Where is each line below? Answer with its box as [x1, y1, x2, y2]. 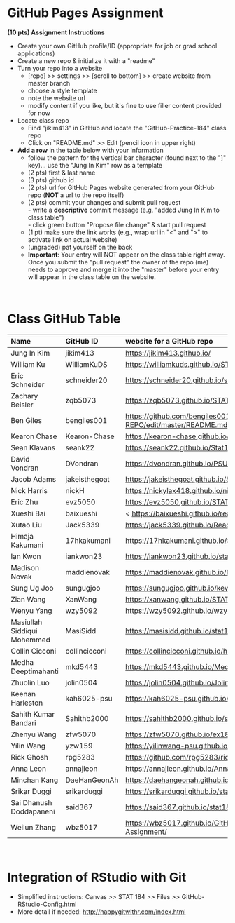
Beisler [10, 400, 34, 410]
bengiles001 [65, 415, 108, 425]
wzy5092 [65, 605, 98, 615]
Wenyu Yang [10, 605, 52, 615]
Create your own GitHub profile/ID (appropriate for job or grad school [17, 41, 218, 50]
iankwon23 [65, 551, 103, 561]
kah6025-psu [65, 693, 113, 703]
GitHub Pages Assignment [7, 5, 164, 21]
